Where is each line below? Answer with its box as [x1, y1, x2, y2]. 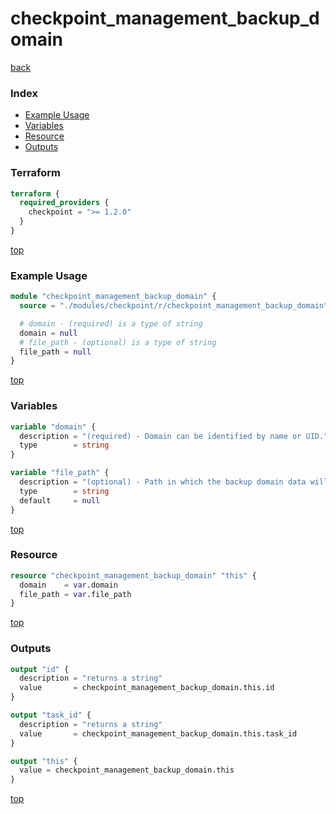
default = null [19, 495, 101, 506]
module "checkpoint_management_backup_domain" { [10, 292, 217, 302]
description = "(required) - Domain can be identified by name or [19, 431, 302, 441]
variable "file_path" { [10, 468, 110, 478]
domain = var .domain [19, 580, 118, 590]
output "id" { [10, 664, 70, 674]
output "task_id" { [10, 710, 92, 721]
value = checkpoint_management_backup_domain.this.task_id [19, 728, 298, 739]
